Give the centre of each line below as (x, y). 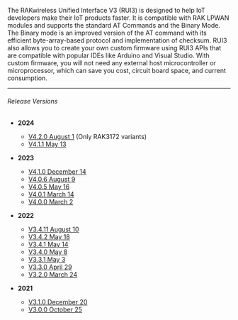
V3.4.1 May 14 (48, 245)
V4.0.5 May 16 (49, 187)
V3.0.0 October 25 (55, 310)
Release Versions (33, 101)
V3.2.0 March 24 (53, 275)
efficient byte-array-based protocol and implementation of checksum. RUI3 (117, 40)
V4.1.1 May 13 (47, 144)
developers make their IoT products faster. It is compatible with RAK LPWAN (118, 18)
